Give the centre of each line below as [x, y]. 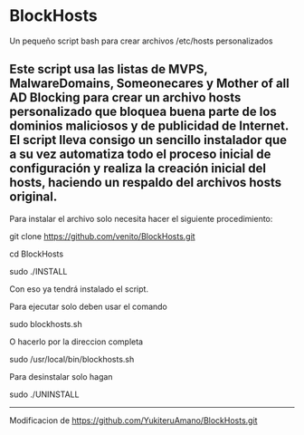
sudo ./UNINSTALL [44, 394]
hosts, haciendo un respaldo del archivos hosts [146, 183]
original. [33, 197]
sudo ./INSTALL [38, 271]
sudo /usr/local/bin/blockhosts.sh [72, 359]
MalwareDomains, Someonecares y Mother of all [149, 84]
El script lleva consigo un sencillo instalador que [148, 140]
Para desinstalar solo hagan [61, 376]
